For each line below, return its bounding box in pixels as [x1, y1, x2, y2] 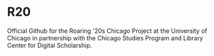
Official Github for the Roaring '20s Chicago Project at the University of [7, 27, 207, 35]
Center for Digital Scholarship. [7, 41, 92, 49]
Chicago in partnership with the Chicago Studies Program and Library [7, 33, 204, 42]
